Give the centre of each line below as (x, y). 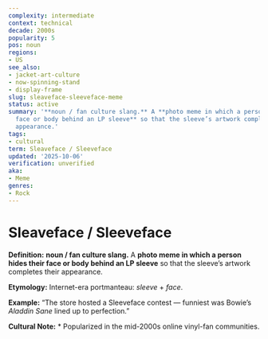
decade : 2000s (32, 30)
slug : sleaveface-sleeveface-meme (66, 97)
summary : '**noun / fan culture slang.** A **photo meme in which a (124, 112)
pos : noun (25, 45)
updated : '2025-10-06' (46, 156)
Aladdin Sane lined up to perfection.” (69, 310)
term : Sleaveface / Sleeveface (60, 149)
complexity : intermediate (51, 16)
